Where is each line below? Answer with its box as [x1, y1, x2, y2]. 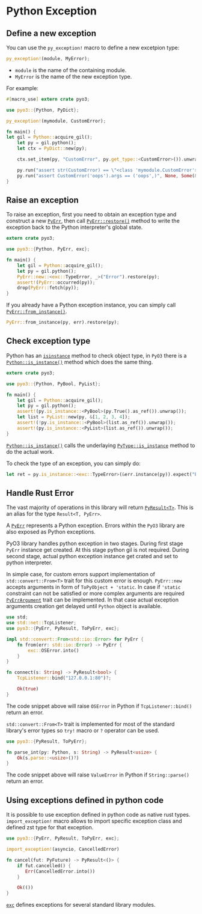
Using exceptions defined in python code [6, 795, 164, 805]
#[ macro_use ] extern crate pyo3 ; [6, 96, 90, 102]
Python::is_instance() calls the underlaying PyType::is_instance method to [6, 442, 195, 449]
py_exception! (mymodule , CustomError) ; [6, 118, 106, 124]
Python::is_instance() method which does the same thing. [6, 358, 153, 365]
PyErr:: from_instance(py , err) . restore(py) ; [6, 320, 120, 326]
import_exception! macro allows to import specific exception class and [6, 817, 182, 824]
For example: [6, 84, 39, 91]
